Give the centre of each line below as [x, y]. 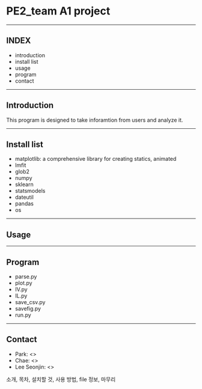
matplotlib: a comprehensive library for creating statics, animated [96, 159]
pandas [24, 204]
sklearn [24, 184]
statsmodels [30, 191]
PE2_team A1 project [58, 11]
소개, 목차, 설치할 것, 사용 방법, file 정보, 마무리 [61, 379]
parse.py [26, 276]
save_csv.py [30, 302]
